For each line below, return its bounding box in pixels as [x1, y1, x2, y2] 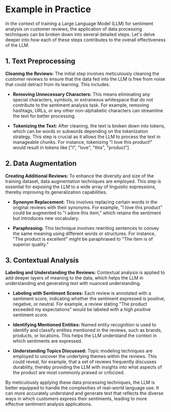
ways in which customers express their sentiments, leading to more [5, 396, 147, 402]
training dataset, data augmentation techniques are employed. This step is [5, 178, 162, 184]
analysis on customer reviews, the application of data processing [5, 25, 142, 32]
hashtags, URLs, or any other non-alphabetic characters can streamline [12, 107, 163, 113]
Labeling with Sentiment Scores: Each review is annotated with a [12, 290, 152, 296]
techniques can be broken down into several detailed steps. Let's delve [5, 31, 155, 37]
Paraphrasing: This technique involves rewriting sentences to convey [12, 225, 159, 231]
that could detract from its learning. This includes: [5, 81, 110, 87]
